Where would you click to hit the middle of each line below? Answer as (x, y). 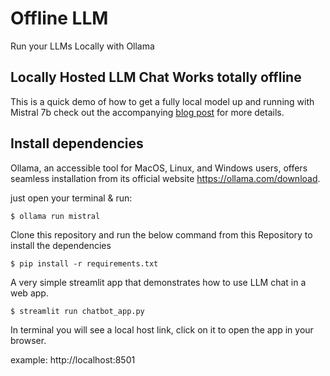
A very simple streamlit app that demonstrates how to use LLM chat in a (158, 282)
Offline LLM (59, 18)
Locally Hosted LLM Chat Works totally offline (156, 77)
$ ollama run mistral (55, 216)
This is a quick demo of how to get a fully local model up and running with (162, 101)
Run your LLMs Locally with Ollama (82, 46)
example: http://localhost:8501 (73, 359)
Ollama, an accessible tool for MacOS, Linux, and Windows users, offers (159, 168)
